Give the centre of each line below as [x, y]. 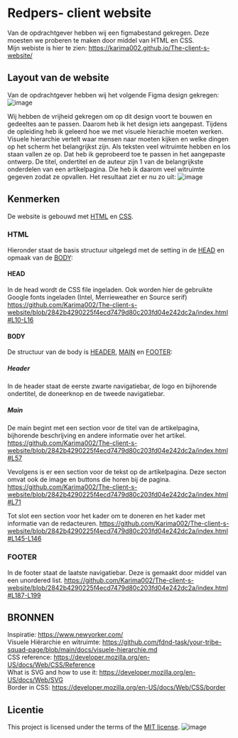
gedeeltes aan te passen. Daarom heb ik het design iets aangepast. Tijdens [117, 124]
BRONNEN [31, 617]
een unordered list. [35, 580]
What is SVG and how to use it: [53, 673]
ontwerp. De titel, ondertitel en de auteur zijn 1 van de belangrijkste [106, 161]
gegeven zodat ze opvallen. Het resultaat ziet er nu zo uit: [92, 176]
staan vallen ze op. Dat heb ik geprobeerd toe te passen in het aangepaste [117, 154]
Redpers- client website [79, 13]
